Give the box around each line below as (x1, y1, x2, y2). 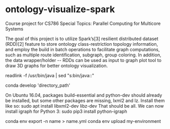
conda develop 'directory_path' (5, 82, 71, 88)
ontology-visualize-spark (5, 4, 115, 15)
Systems (5, 25, 24, 31)
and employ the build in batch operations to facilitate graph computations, (5, 46, 160, 52)
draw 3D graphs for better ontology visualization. (5, 62, 108, 69)
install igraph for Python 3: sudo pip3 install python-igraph (5, 108, 127, 114)
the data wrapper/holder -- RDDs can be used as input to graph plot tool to (5, 57, 161, 63)
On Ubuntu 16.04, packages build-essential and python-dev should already (5, 92, 162, 98)
